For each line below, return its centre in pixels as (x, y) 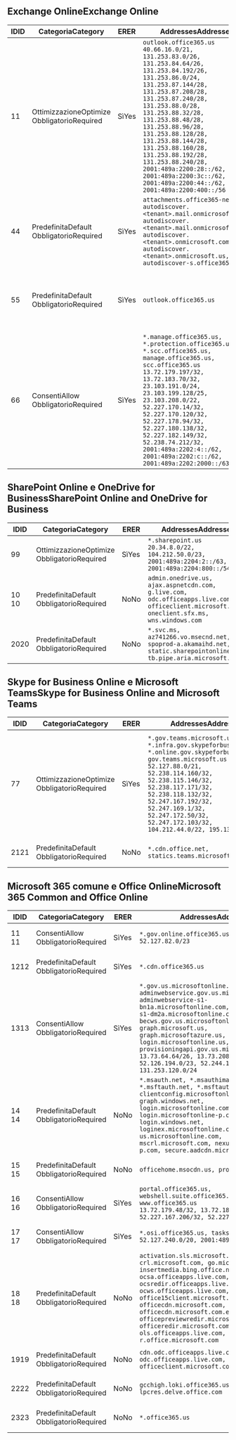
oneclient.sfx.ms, (178, 613)
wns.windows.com (175, 620)
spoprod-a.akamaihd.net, (189, 644)
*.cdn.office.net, (178, 849)
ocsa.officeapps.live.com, (184, 1277)
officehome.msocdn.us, (177, 1170)
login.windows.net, (172, 1122)
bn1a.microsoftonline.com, (184, 1007)
